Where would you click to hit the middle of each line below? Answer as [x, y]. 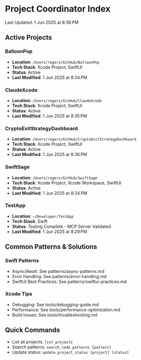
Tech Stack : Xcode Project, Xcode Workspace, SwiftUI [67, 183]
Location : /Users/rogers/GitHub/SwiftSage [55, 177]
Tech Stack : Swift [30, 221]
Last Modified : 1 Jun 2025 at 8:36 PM [49, 155]
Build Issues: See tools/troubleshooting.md [55, 315]
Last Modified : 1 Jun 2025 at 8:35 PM [49, 116]
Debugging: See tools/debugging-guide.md [55, 304]
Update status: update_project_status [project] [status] [70, 352]
